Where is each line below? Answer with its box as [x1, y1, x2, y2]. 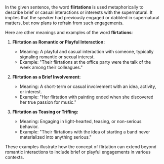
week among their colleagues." [19, 64, 83, 70]
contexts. [5, 154, 24, 160]
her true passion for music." [19, 99, 77, 105]
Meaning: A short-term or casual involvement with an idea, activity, [19, 83, 157, 89]
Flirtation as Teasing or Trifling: [12, 109, 79, 115]
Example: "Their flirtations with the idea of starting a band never [19, 129, 151, 135]
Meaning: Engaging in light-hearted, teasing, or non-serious [19, 119, 142, 124]
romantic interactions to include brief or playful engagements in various [5, 149, 151, 155]
